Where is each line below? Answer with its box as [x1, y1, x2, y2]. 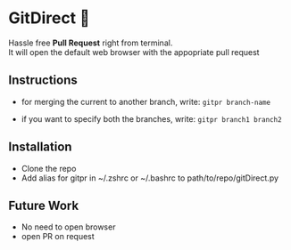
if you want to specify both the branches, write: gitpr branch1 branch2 [21, 113, 282, 124]
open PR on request [21, 231, 95, 242]
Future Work [8, 198, 79, 213]
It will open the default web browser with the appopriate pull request [8, 46, 260, 57]
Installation [8, 140, 72, 155]
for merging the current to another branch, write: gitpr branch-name [21, 96, 271, 107]
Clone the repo [21, 163, 77, 173]
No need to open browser [21, 222, 116, 232]
